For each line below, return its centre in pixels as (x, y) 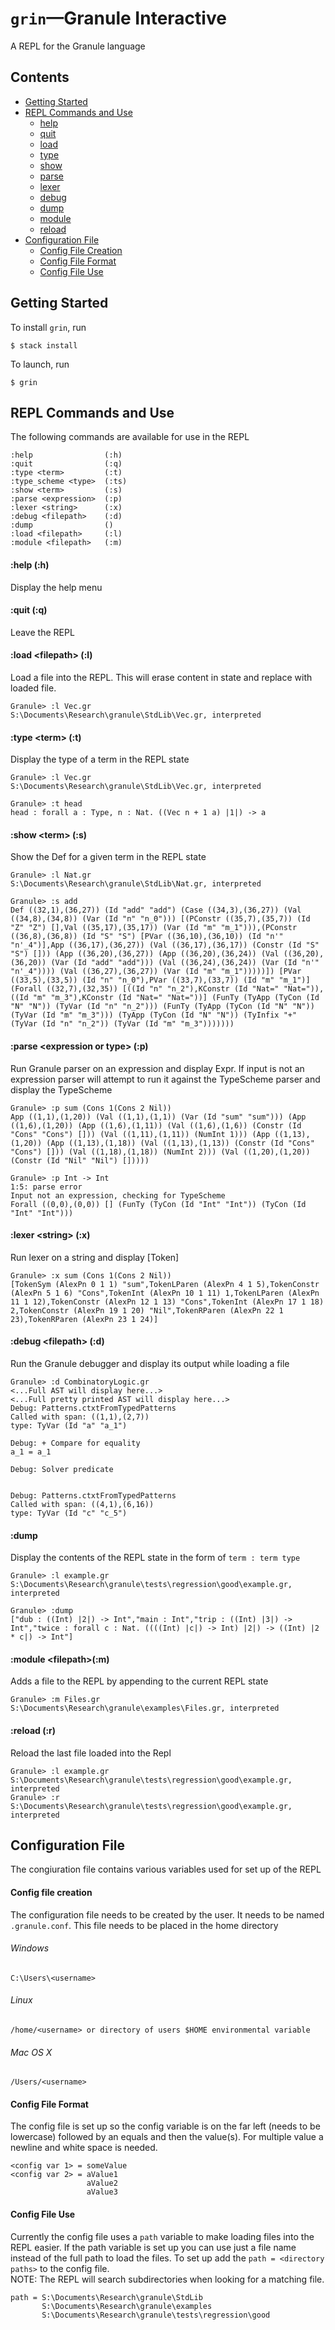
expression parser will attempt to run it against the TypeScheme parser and (165, 1079)
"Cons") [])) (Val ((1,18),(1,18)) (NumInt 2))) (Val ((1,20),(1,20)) (160, 1152)
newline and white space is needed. (84, 2148)
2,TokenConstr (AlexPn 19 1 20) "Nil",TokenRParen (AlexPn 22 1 (147, 1310)
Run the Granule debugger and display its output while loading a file (150, 1363)
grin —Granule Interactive (118, 18)
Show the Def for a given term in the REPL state (108, 857)
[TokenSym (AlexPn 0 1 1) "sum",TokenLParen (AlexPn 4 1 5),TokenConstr (165, 1284)
